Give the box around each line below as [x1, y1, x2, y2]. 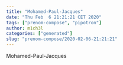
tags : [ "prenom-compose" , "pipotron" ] [6, 19, 102, 25]
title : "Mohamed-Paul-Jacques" [6, 8, 83, 15]
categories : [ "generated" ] [6, 31, 73, 37]
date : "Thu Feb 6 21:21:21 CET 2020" [6, 14, 102, 20]
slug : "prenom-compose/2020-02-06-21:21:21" [6, 36, 118, 42]
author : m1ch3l [6, 25, 44, 31]
